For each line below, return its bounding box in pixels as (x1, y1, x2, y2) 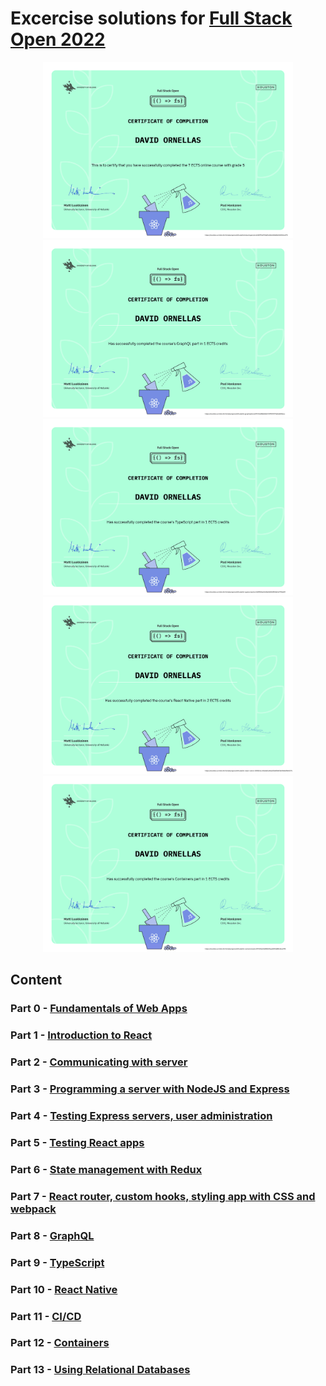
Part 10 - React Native (10, 1282, 118, 1296)
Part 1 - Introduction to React (10, 1028, 153, 1042)
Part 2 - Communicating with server (10, 1055, 188, 1069)
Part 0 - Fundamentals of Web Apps (10, 1002, 188, 1016)
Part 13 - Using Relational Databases (10, 1363, 191, 1377)
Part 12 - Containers (10, 1336, 110, 1350)
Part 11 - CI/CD (10, 1309, 82, 1323)
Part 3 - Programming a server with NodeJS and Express (10, 1082, 290, 1096)
